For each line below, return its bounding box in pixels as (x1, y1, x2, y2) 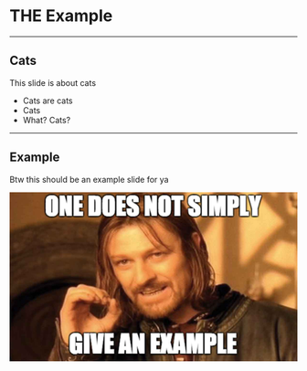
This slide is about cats (9, 77, 97, 88)
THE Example (9, 5, 113, 26)
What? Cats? (22, 114, 71, 125)
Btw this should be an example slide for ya (9, 174, 169, 185)
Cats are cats (22, 95, 73, 106)
